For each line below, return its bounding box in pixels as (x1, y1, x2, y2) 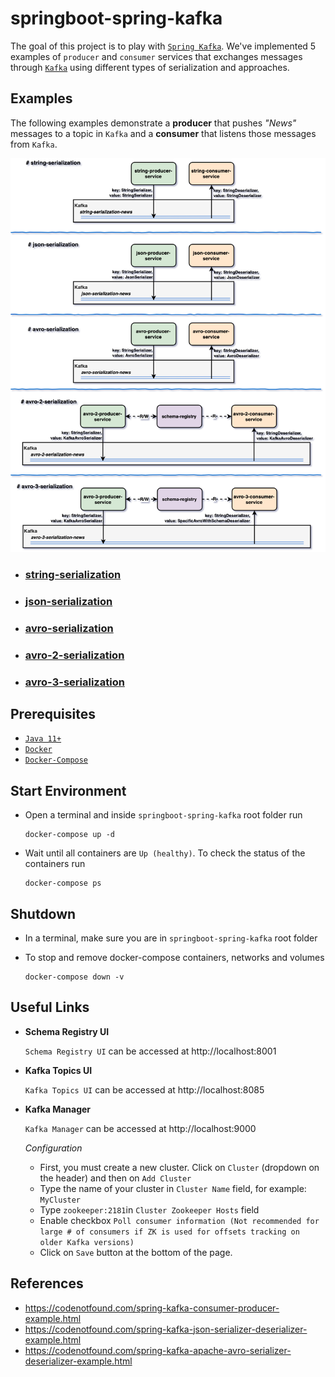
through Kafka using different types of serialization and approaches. (10, 61, 290, 73)
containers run (24, 858, 86, 870)
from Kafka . (10, 138, 58, 150)
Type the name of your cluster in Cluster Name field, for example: (39, 1182, 307, 1194)
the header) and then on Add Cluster (39, 1172, 192, 1184)
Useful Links (10, 999, 90, 1016)
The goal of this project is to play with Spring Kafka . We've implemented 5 (10, 40, 317, 52)
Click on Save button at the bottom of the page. (39, 1246, 233, 1258)
